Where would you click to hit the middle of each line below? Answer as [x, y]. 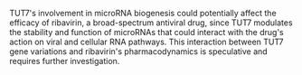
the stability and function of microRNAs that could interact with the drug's [146, 32]
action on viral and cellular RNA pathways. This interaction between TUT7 [146, 42]
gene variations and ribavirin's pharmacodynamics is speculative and [139, 52]
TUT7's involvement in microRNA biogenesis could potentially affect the [143, 13]
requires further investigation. [65, 61]
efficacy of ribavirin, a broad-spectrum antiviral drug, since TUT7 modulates [151, 23]
